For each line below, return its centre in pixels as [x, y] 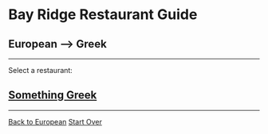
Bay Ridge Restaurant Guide [103, 15]
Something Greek [53, 96]
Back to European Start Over [55, 121]
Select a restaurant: [41, 70]
